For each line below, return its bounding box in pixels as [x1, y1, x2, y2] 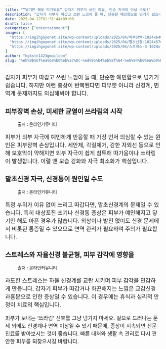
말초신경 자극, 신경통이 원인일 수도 [5, 175, 103, 183]
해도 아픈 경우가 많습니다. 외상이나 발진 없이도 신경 [17, 217, 142, 224]
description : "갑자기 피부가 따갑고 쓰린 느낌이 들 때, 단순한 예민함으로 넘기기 [5, 12, 150, 17]
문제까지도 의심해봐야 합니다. [17, 90, 88, 97]
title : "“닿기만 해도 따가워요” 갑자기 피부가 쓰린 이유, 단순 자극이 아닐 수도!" [5, 7, 151, 12]
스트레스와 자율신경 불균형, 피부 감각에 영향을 [5, 250, 134, 259]
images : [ [5, 30, 26, 35]
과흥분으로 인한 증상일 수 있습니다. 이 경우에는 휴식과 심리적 [5, 293, 153, 300]
